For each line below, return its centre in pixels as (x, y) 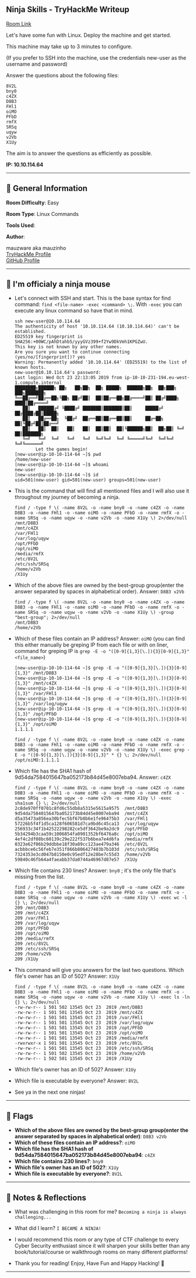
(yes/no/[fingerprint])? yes (50, 357)
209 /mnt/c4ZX (32, 913)
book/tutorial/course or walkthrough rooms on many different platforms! (101, 1252)
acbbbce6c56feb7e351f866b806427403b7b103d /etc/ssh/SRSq (86, 850)
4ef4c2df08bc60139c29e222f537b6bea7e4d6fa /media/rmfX (84, 839)
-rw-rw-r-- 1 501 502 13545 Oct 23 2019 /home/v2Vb (80, 1054)
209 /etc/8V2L (32, 944)
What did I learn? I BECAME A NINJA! (58, 1228)
